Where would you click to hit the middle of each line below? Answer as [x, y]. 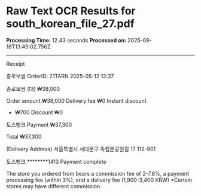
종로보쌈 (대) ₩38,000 [33, 88]
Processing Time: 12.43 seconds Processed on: [66, 40]
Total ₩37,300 [24, 136]
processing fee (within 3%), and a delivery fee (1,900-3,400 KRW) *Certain [99, 180]
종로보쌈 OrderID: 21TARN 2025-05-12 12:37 [60, 76]
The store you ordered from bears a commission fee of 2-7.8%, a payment [98, 173]
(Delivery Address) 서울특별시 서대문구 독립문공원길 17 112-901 [81, 149]
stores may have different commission [53, 186]
